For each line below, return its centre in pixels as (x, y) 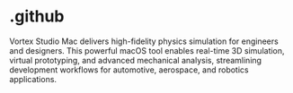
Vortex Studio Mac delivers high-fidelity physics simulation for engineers (144, 41)
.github (37, 17)
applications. (33, 79)
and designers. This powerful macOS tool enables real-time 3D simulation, (147, 50)
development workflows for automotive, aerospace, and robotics (129, 70)
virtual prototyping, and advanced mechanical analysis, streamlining (136, 60)
